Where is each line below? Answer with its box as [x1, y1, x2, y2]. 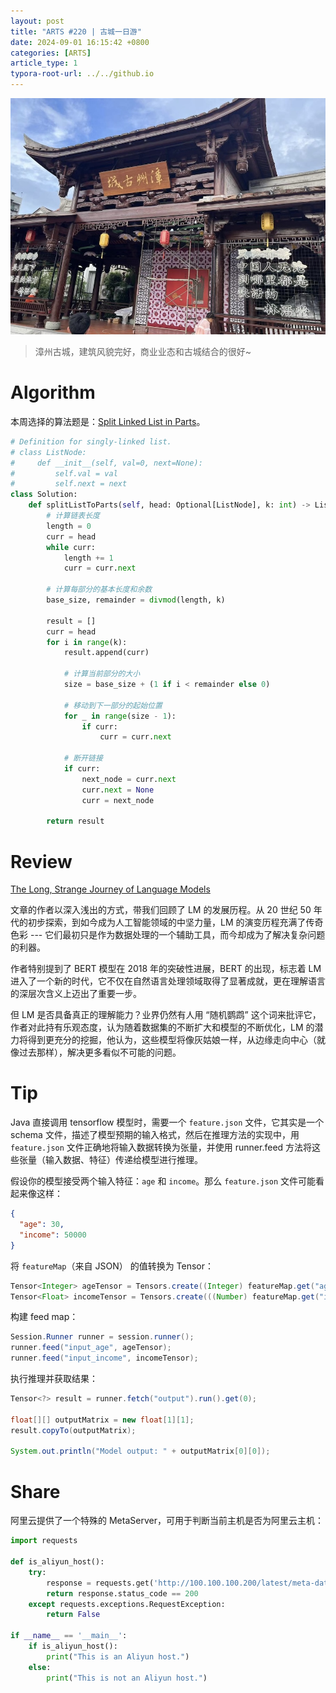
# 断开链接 [63, 753, 103, 764]
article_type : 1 [10, 58, 78, 69]
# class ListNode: [10, 447, 87, 457]
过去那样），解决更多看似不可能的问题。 [18, 1046, 182, 1059]
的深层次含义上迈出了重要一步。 [10, 988, 142, 1000]
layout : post [10, 16, 65, 26]
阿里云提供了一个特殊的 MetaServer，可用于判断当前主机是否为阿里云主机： [10, 1515, 324, 1527]
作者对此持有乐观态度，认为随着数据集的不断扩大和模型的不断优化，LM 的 [10, 1021, 315, 1034]
